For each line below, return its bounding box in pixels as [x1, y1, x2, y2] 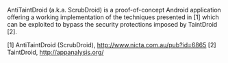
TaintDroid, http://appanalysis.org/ [7, 48, 104, 56]
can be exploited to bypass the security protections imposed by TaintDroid [7, 21, 218, 28]
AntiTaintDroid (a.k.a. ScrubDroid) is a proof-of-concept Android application [7, 6, 221, 14]
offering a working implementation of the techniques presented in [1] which [7, 13, 219, 21]
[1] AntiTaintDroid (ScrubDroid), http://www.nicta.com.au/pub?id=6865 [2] [7, 41, 217, 49]
